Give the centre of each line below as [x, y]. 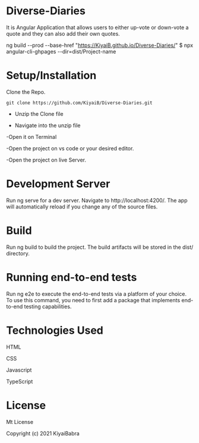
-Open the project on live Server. [46, 160]
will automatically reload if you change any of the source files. [82, 207]
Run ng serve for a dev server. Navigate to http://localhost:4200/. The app [97, 200]
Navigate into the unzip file [48, 125]
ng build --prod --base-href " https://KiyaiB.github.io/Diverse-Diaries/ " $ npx [100, 45]
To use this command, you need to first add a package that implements [93, 300]
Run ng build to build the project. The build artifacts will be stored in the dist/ [100, 247]
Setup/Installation [51, 76]
